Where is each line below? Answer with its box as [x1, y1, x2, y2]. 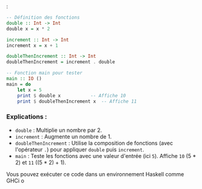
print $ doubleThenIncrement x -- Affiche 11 [17, 98, 137, 105]
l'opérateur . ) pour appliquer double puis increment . [15, 146, 144, 153]
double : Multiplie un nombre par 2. [15, 126, 103, 134]
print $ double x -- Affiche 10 [17, 92, 126, 98]
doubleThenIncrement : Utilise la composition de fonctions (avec [15, 139, 173, 146]
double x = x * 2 [6, 26, 50, 32]
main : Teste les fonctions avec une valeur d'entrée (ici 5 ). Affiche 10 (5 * [15, 152, 197, 159]
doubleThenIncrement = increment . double [6, 59, 115, 65]
